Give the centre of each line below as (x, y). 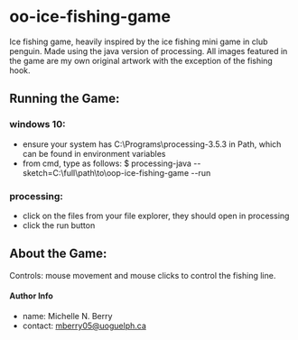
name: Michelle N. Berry (67, 316)
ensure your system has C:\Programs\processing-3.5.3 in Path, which (152, 144)
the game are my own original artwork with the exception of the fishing (141, 60)
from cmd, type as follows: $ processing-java (107, 163)
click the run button (59, 225)
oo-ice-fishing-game (90, 17)
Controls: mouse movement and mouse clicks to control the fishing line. (143, 275)
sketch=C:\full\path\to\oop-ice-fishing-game (106, 172)
